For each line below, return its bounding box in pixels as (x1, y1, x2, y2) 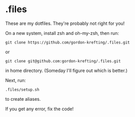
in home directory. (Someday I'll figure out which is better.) (5, 67, 128, 73)
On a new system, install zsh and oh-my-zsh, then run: (5, 30, 119, 36)
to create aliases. (5, 96, 41, 102)
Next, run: (5, 77, 26, 83)
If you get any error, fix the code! (5, 105, 74, 112)
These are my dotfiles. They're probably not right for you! (5, 20, 125, 26)
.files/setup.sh (5, 87, 39, 92)
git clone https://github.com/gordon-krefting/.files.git (5, 40, 130, 45)
